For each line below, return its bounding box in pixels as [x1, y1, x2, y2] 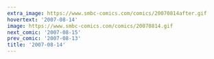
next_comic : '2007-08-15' [7, 28, 81, 36]
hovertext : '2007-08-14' [7, 16, 78, 23]
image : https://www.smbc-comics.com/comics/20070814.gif [7, 22, 174, 29]
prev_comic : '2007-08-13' [7, 35, 81, 42]
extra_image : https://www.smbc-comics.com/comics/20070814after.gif [7, 9, 207, 17]
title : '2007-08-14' [7, 41, 67, 48]
